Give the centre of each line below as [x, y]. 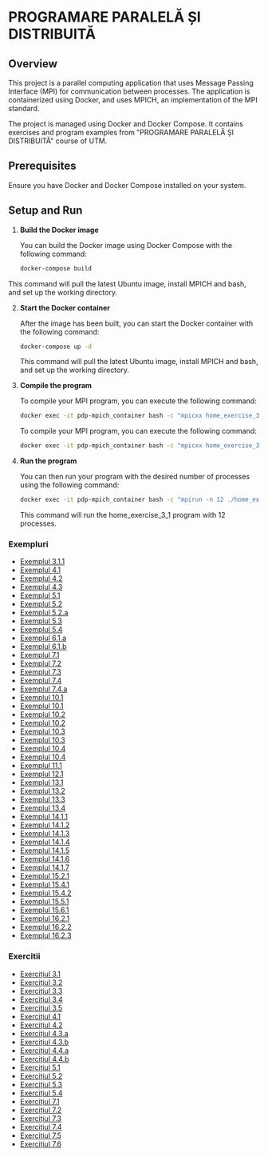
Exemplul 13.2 [43, 791]
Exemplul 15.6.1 [44, 910]
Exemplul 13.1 [41, 783]
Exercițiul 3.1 [40, 974]
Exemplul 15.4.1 [45, 885]
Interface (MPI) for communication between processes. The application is [129, 91]
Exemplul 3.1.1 [42, 562]
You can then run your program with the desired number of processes [135, 477]
